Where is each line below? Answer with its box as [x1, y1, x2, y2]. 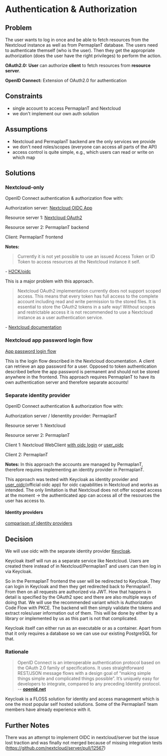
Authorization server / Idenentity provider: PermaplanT [5, 412, 117, 419]
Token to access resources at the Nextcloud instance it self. [17, 259, 141, 265]
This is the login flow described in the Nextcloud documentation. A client [5, 358, 155, 364]
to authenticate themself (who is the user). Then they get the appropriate [5, 48, 155, 53]
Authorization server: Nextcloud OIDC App [5, 205, 93, 211]
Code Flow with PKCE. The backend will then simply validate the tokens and [5, 605, 161, 611]
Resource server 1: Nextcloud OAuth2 [5, 214, 82, 221]
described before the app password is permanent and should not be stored [5, 368, 160, 374]
